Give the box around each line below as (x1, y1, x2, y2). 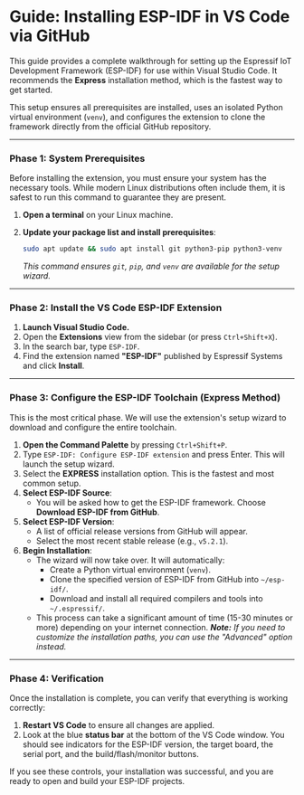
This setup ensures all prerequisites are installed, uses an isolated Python (9, 101, 283, 112)
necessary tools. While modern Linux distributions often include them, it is (9, 183, 286, 194)
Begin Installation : (22, 544, 92, 555)
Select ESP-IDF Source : (22, 487, 113, 498)
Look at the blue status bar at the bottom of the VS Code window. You (22, 730, 285, 740)
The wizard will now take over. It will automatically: (35, 554, 225, 565)
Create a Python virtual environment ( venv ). (49, 563, 211, 575)
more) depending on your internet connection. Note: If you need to (35, 621, 286, 632)
